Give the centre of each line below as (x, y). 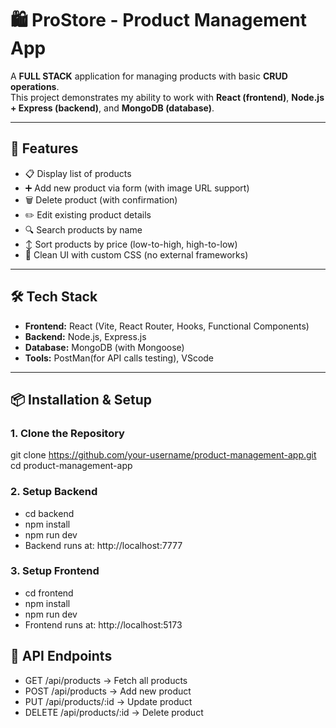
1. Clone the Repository (67, 433)
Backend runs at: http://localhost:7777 (103, 545)
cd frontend (49, 593)
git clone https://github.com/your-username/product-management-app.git (163, 455)
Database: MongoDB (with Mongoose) (104, 347)
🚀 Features (44, 148)
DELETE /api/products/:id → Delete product (114, 712)
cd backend (49, 513)
